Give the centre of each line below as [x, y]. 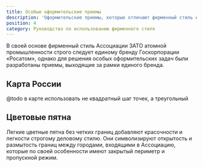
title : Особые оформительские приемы [54, 12]
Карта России [34, 84]
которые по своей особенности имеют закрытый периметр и [85, 151]
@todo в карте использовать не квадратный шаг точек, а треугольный [97, 99]
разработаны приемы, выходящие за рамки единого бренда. [85, 65]
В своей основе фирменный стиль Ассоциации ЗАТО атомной [87, 46]
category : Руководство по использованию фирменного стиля [81, 29]
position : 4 [21, 23]
